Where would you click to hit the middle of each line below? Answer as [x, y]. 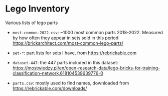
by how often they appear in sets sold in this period [65, 38]
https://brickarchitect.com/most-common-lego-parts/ [68, 43]
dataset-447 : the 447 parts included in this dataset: [65, 62]
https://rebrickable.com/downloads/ [50, 88]
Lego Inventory [38, 9]
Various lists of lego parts [32, 23]
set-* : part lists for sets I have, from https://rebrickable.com [74, 53]
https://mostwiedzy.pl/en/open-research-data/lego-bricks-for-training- [86, 68]
